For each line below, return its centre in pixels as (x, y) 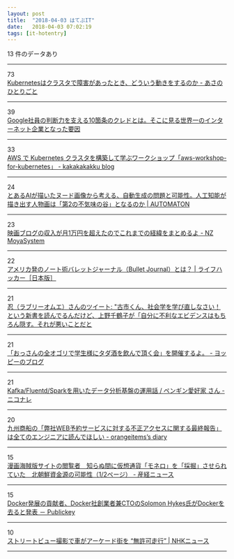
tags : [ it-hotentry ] (37, 33)
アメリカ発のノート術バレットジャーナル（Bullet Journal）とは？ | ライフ (112, 269)
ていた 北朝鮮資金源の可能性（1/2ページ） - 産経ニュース (91, 474)
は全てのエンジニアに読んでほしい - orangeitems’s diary (87, 437)
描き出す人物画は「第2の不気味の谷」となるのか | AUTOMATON (99, 204)
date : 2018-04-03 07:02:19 (49, 27)
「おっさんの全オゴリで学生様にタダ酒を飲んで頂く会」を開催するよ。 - (110, 353)
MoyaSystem (26, 241)
